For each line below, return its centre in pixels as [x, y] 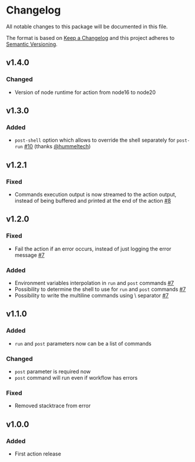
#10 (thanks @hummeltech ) [58, 146]
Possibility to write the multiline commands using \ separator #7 [92, 295]
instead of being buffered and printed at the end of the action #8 [93, 201]
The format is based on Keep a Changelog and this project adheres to [90, 38]
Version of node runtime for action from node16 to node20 [85, 92]
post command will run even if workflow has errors [76, 377]
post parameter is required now [53, 371]
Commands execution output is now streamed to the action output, [95, 194]
